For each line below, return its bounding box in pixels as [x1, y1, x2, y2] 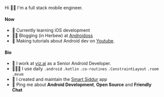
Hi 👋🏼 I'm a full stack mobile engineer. [4, 5, 83, 10]
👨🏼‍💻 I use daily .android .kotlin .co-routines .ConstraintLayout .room [11, 65, 159, 72]
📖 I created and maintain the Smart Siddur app [11, 76, 107, 82]
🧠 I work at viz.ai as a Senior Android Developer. [11, 60, 111, 66]
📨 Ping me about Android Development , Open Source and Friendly [11, 81, 152, 87]
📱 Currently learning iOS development [11, 27, 90, 33]
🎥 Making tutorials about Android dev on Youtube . [11, 38, 115, 44]
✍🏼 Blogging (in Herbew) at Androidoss [11, 32, 93, 38]
